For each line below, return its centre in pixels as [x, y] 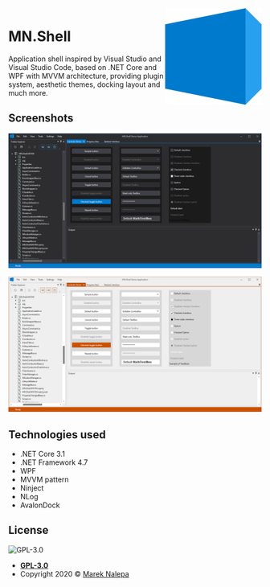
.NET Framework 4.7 [54, 462]
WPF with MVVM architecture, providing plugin [86, 76]
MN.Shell [40, 37]
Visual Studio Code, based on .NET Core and [83, 67]
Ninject [32, 488]
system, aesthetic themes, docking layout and [84, 84]
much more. [28, 92]
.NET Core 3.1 [43, 454]
